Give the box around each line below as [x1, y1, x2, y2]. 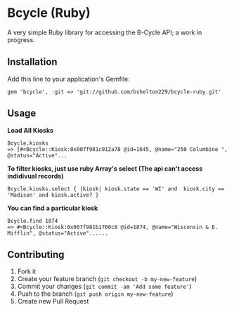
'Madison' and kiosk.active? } [7, 191, 99, 198]
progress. [7, 35, 35, 44]
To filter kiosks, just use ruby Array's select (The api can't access [7, 164, 203, 173]
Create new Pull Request [17, 297, 89, 306]
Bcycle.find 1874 [7, 217, 58, 224]
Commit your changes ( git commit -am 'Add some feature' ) [17, 282, 192, 291]
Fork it [17, 267, 37, 275]
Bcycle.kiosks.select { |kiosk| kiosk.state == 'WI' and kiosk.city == [7, 185, 225, 193]
